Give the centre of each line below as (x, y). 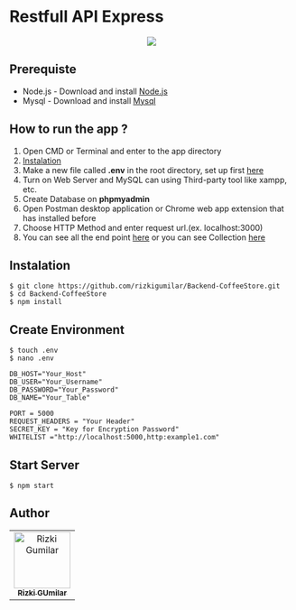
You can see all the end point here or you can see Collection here (144, 237)
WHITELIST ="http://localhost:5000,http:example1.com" (115, 438)
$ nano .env (32, 358)
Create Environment (67, 330)
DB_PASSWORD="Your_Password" (64, 390)
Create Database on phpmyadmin (86, 199)
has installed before (59, 217)
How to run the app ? (69, 129)
